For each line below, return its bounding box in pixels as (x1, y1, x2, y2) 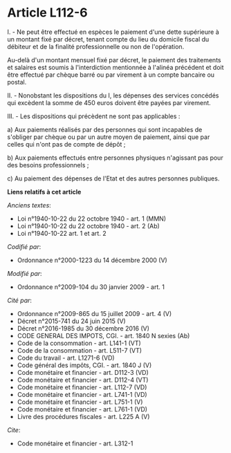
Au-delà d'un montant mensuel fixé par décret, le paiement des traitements (7, 55, 221, 64)
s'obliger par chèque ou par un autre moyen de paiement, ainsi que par (7, 133, 210, 141)
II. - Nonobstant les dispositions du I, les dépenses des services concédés (7, 91, 219, 100)
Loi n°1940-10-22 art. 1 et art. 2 (17, 229, 107, 237)
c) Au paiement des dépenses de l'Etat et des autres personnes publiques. (7, 174, 220, 183)
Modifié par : (7, 269, 43, 277)
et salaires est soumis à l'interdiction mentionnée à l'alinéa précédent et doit (7, 63, 224, 71)
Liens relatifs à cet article (7, 187, 82, 196)
